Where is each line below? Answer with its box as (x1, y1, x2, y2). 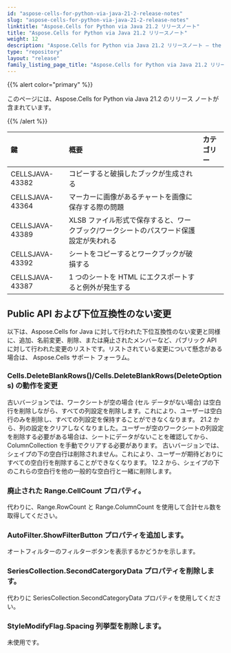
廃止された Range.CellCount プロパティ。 (7, 485, 146, 495)
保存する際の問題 (68, 202, 124, 212)
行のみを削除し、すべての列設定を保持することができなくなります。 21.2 (7, 415, 212, 423)
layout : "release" (7, 55, 60, 62)
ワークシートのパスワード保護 (98, 225, 196, 235)
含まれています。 (7, 103, 55, 111)
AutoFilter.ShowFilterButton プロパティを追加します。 (7, 530, 188, 540)
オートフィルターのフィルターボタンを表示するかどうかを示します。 (7, 547, 199, 556)
